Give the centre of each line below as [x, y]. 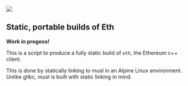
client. [14, 59]
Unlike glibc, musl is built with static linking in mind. [69, 77]
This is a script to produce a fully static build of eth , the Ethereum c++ [92, 52]
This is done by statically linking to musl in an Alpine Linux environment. [94, 70]
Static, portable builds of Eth [60, 27]
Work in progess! [28, 41]
